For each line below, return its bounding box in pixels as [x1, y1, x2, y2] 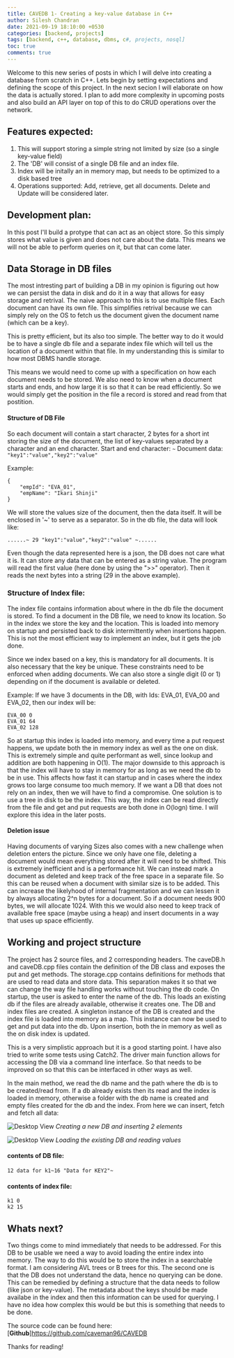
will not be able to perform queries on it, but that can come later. [7, 243, 192, 251]
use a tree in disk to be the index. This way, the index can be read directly [7, 795, 219, 804]
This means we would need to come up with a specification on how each [7, 368, 217, 376]
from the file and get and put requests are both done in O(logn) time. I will [7, 803, 219, 811]
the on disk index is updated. [7, 1029, 91, 1038]
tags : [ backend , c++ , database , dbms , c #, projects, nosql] [7, 36, 186, 43]
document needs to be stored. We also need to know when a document [7, 376, 212, 384]
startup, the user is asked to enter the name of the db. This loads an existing [7, 992, 226, 1001]
